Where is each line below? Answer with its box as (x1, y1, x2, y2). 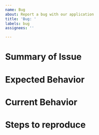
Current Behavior (5, 96, 78, 108)
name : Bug (5, 7, 26, 12)
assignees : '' (5, 26, 35, 31)
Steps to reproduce (5, 119, 86, 130)
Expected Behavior (5, 74, 85, 85)
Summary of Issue (5, 51, 82, 62)
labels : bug (5, 21, 30, 26)
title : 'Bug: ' (5, 16, 37, 21)
